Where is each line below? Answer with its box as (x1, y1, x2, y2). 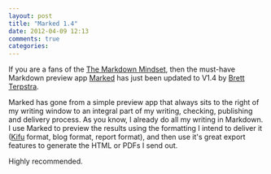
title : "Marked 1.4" (8, 20, 79, 28)
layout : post (8, 11, 53, 20)
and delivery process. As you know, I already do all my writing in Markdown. (8, 115, 264, 124)
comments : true (8, 34, 60, 43)
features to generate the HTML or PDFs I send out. (8, 141, 178, 150)
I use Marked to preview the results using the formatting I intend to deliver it (8, 124, 263, 133)
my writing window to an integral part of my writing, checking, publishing (8, 107, 253, 116)
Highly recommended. (8, 156, 83, 167)
